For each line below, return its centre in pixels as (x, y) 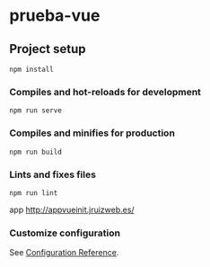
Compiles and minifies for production (92, 133)
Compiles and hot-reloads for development (105, 92)
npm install (31, 69)
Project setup (48, 49)
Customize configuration (65, 233)
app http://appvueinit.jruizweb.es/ (72, 209)
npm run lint (34, 193)
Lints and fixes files (53, 174)
